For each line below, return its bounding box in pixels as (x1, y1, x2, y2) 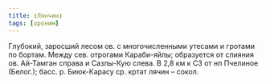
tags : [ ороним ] (8, 19, 59, 27)
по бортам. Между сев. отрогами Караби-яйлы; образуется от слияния (8, 50, 255, 59)
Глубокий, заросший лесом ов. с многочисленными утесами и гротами (8, 41, 256, 50)
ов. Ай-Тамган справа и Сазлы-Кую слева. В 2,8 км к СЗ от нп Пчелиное (8, 58, 259, 68)
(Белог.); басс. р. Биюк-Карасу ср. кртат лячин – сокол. (8, 66, 199, 76)
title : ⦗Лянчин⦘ (8, 11, 63, 20)
